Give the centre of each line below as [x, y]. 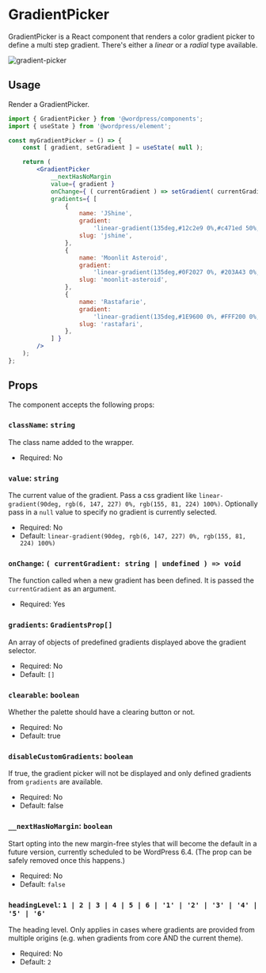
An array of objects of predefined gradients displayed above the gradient [127, 642]
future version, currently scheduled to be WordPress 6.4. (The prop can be [130, 852]
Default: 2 [35, 962]
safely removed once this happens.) [66, 860]
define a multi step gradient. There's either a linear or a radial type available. [133, 44]
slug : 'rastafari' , [111, 324]
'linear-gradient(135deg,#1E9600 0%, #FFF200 [169, 317]
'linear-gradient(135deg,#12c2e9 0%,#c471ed [168, 228]
